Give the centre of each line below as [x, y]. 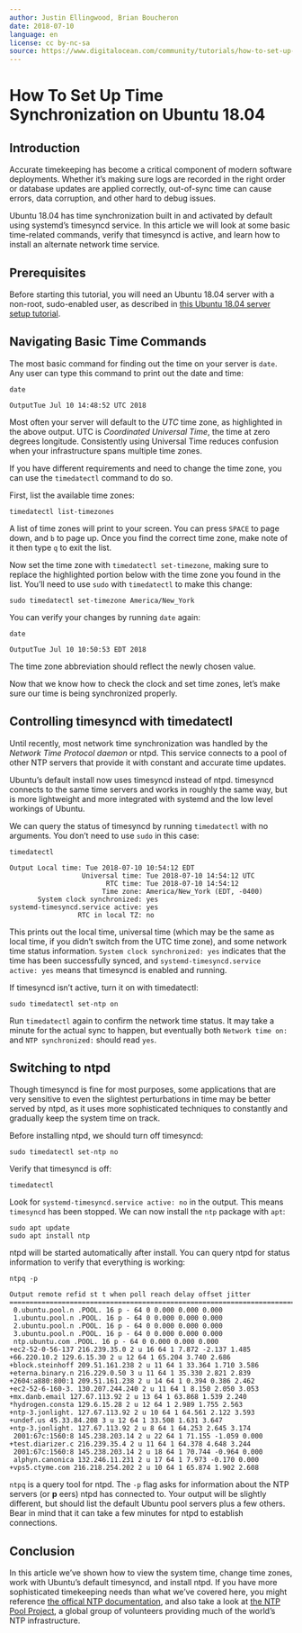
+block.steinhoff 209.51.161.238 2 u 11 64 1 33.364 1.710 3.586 [134, 1366]
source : [24, 51]
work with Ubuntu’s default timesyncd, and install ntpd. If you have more [143, 1583]
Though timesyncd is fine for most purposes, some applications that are [143, 1089]
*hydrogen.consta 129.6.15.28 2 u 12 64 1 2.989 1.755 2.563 [126, 1405]
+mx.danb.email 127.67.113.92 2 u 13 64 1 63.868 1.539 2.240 [128, 1397]
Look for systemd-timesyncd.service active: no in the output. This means [147, 1202]
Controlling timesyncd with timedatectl [121, 722]
